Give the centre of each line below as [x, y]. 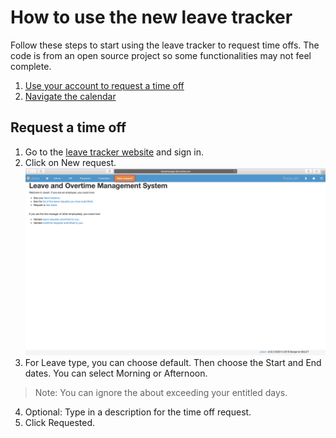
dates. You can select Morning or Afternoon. [116, 373]
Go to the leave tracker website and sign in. [114, 152]
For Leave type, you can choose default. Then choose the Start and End [173, 362]
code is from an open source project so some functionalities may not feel [161, 55]
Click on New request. [70, 162]
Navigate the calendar [70, 96]
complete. [31, 66]
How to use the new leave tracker [151, 17]
